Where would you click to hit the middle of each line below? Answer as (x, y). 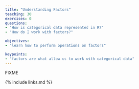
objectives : (17, 41)
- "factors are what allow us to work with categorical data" (70, 59)
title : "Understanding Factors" (38, 9)
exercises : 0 (18, 18)
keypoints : (16, 54)
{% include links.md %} (29, 82)
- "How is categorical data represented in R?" (55, 28)
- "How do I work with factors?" (39, 32)
